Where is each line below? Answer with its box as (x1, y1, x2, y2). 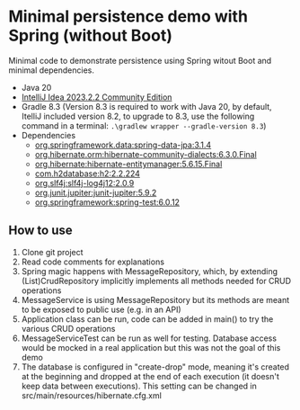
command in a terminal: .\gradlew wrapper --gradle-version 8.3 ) (21, 120, 267, 131)
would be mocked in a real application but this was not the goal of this (21, 342, 281, 352)
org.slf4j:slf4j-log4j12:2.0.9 (34, 177, 135, 188)
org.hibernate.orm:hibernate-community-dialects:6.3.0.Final (34, 148, 257, 159)
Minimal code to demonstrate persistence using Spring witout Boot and (8, 55, 272, 66)
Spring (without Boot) (8, 25, 172, 46)
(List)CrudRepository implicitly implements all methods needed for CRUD (21, 275, 292, 286)
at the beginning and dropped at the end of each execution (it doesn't (21, 370, 279, 381)
